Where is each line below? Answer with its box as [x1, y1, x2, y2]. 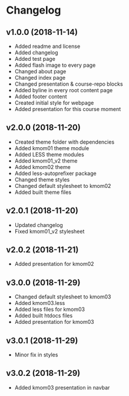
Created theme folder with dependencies [14, 138, 115, 145]
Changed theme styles [14, 176, 70, 183]
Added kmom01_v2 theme [14, 157, 78, 164]
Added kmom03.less [14, 300, 65, 307]
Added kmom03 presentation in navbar [14, 384, 110, 391]
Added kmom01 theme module [14, 144, 90, 151]
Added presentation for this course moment [14, 106, 121, 112]
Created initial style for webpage [14, 99, 94, 106]
